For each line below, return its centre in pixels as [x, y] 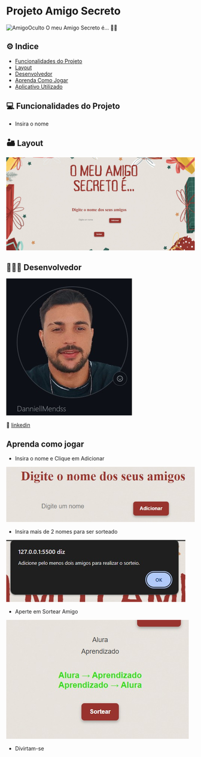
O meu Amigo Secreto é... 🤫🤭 [82, 28]
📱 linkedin [18, 425]
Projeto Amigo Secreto [63, 11]
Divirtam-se [29, 749]
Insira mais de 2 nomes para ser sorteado [66, 532]
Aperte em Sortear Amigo [46, 612]
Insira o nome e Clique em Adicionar [60, 459]
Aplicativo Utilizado [39, 86]
